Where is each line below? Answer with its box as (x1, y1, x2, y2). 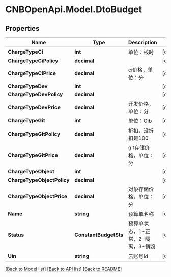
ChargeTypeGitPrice (8, 152, 59, 159)
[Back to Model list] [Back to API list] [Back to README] (5, 266, 122, 272)
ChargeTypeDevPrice (8, 104, 61, 111)
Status (8, 231, 24, 238)
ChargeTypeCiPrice (8, 70, 56, 77)
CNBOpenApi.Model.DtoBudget (5, 4, 142, 15)
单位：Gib (128, 117, 152, 124)
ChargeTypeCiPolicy (8, 57, 59, 64)
